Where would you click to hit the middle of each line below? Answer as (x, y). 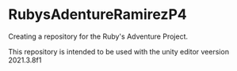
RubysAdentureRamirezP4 (98, 15)
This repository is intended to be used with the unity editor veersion (119, 51)
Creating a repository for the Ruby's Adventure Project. (98, 36)
